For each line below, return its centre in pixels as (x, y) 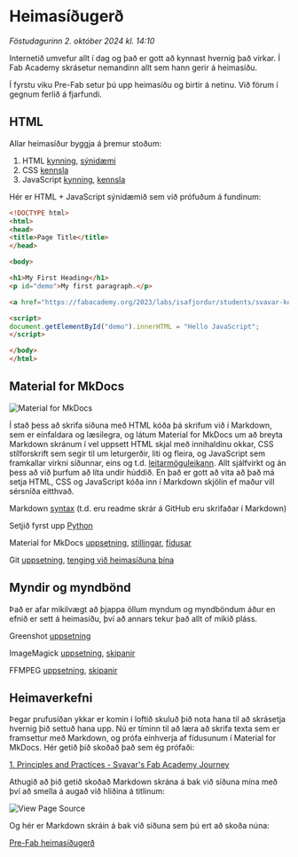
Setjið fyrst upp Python (51, 525)
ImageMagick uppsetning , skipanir (72, 653)
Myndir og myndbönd (70, 588)
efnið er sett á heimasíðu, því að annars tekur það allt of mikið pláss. (133, 618)
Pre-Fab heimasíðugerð (52, 843)
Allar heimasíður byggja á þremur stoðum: (86, 143)
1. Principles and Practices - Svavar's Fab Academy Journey (119, 765)
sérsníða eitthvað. (42, 491)
